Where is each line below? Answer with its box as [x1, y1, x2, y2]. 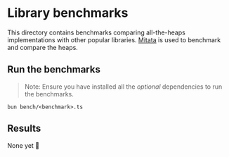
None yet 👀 [7, 141, 40, 149]
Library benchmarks [7, 5, 129, 21]
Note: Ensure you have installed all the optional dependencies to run [24, 82, 223, 91]
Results [7, 123, 41, 134]
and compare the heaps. [7, 43, 79, 51]
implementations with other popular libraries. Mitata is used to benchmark [7, 35, 221, 44]
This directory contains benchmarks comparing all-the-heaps [7, 28, 186, 37]
